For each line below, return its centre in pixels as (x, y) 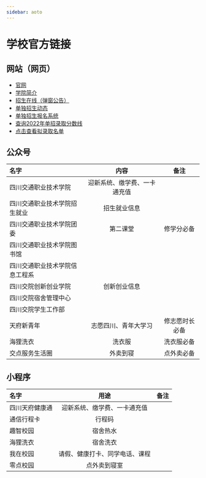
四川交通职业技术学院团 (44, 224)
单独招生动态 (31, 108)
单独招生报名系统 (37, 116)
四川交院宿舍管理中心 (40, 298)
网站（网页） (31, 69)
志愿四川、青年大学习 (122, 326)
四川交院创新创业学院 (40, 286)
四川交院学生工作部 (37, 310)
